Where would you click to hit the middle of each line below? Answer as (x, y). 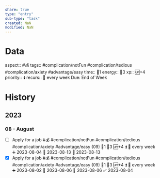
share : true (17, 9)
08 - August (20, 129)
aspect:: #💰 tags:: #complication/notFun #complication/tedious (69, 65)
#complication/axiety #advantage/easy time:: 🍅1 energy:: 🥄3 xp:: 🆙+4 (75, 72)
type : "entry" (19, 14)
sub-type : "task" (23, 18)
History (20, 97)
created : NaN (18, 23)
